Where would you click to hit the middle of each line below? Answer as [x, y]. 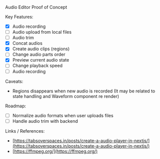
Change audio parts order [39, 55]
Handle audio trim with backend [45, 121]
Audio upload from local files [42, 32]
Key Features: [19, 17]
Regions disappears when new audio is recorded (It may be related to [84, 91]
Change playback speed [37, 66]
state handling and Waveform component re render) [66, 96]
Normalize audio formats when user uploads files [63, 115]
